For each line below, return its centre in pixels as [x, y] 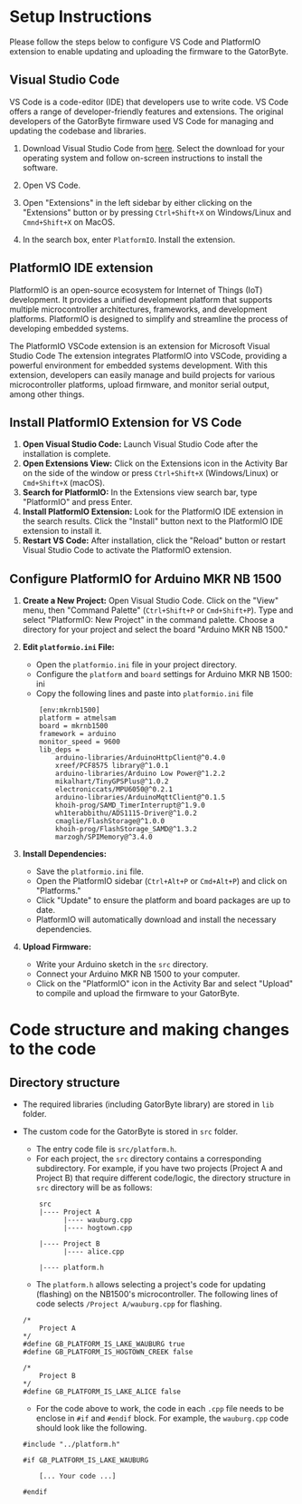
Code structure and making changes [149, 1030]
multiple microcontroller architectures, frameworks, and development [138, 309]
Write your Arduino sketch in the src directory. [122, 965]
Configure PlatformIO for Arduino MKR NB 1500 [146, 579]
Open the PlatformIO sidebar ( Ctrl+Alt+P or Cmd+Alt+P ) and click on [161, 881]
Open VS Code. [52, 185]
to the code [53, 1049]
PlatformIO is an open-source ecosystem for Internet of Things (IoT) [136, 290]
